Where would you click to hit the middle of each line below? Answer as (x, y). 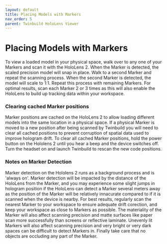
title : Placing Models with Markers (43, 14)
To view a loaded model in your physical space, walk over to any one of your (83, 62)
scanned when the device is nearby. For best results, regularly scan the (78, 199)
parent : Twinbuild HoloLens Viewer (42, 24)
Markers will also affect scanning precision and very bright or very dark (78, 225)
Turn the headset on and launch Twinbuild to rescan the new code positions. (83, 149)
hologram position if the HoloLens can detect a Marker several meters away (83, 188)
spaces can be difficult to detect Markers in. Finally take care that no (75, 231)
